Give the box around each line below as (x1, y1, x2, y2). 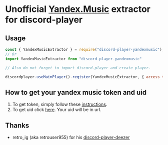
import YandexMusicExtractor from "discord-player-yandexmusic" (5, 56, 142, 61)
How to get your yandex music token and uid (5, 88, 146, 97)
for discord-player (5, 14, 83, 25)
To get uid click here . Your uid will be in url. (12, 107, 101, 113)
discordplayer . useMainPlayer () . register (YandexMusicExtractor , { (5, 74, 144, 79)
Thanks (5, 121, 29, 130)
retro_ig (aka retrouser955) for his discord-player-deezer (12, 135, 130, 140)
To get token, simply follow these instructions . (12, 101, 107, 108)
